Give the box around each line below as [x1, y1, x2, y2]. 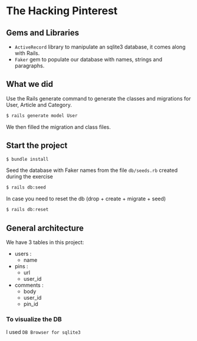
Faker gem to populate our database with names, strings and [14, 56, 162, 63]
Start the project [6, 141, 68, 151]
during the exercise [6, 173, 53, 180]
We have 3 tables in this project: [6, 238, 84, 246]
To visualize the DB [6, 315, 62, 323]
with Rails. [14, 50, 40, 57]
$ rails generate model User [6, 112, 78, 119]
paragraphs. [14, 62, 45, 69]
